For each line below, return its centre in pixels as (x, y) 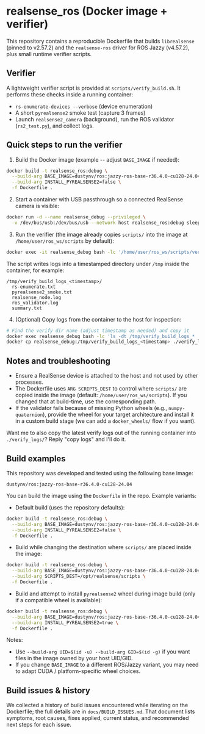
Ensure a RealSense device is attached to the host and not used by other (106, 376)
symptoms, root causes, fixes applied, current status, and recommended (98, 718)
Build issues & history (48, 690)
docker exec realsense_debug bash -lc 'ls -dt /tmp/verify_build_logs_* (101, 336)
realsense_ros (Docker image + (87, 11)
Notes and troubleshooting (59, 361)
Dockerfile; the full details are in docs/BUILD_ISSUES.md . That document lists (101, 711)
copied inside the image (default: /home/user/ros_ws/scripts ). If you (101, 395)
